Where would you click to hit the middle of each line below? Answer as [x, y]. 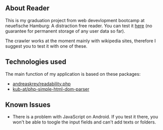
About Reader [27, 8]
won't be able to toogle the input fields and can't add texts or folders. [84, 122]
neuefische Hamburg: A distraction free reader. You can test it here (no [79, 26]
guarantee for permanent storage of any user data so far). [65, 31]
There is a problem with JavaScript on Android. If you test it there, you [85, 117]
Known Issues [28, 105]
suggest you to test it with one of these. [46, 46]
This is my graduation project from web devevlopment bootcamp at [75, 20]
